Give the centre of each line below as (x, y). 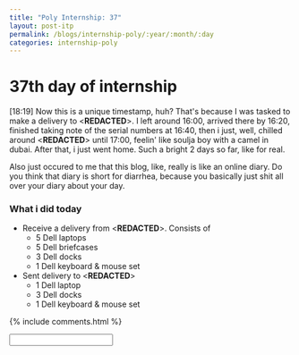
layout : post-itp (42, 26)
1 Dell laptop (58, 285)
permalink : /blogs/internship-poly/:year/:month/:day (112, 34)
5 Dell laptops (61, 238)
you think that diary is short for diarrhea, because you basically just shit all (146, 176)
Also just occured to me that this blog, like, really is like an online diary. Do (146, 167)
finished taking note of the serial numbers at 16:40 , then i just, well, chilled (146, 131)
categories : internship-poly (64, 42)
